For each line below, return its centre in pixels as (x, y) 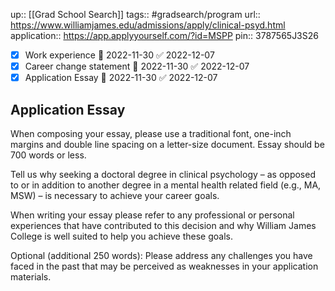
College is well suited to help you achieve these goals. (121, 236)
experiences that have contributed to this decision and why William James (163, 225)
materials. (31, 277)
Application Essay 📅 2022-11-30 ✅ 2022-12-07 (121, 78)
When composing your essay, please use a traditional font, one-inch (151, 133)
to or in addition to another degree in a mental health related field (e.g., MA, (166, 185)
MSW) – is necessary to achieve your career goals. (115, 195)
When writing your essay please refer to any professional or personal (152, 215)
